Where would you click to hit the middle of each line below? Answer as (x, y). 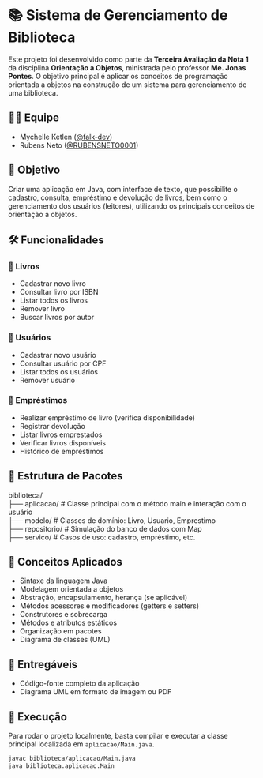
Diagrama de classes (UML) (65, 640)
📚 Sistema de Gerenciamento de (118, 15)
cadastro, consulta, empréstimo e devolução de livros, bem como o (118, 197)
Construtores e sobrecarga (64, 615)
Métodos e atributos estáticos (68, 623)
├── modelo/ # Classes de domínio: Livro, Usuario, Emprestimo (112, 520)
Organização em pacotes (60, 631)
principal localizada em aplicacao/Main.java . (81, 744)
